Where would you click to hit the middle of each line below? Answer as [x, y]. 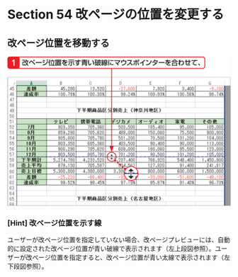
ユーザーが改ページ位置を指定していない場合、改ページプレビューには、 [113, 239]
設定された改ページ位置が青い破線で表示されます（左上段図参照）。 [117, 248]
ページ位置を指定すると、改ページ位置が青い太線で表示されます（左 [131, 257]
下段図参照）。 [28, 266]
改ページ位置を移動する [58, 43]
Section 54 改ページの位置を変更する [116, 15]
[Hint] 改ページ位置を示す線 [55, 222]
